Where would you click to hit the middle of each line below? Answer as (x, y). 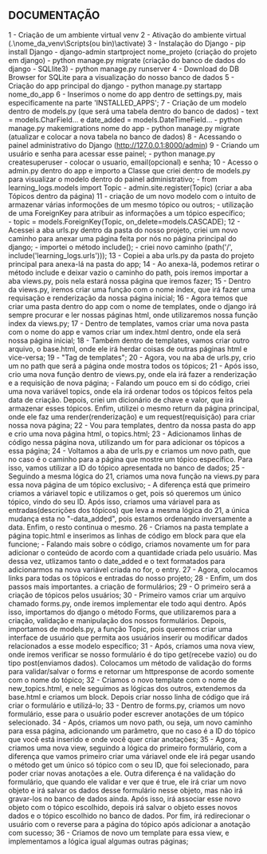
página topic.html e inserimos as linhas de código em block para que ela (127, 535)
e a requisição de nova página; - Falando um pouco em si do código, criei (129, 383)
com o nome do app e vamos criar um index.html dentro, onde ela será (125, 332)
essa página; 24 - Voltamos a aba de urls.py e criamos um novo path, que (130, 451)
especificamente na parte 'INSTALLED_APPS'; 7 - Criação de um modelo (128, 102)
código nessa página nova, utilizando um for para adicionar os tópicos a (127, 442)
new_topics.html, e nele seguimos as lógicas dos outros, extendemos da (127, 688)
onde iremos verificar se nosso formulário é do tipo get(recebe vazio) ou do (133, 654)
